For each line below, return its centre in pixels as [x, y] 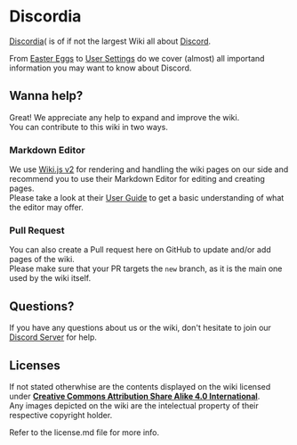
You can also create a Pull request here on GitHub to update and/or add [140, 250]
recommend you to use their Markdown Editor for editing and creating [137, 179]
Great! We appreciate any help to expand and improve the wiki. [124, 117]
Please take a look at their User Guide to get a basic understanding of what [147, 198]
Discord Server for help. [53, 337]
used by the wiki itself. [50, 278]
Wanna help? [46, 96]
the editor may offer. [47, 208]
